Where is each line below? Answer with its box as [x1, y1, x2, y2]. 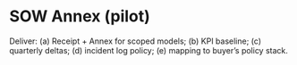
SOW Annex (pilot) [9, 6, 150, 27]
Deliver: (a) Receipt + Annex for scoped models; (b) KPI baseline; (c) [9, 36, 262, 46]
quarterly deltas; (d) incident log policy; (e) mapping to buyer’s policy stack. [9, 45, 289, 55]
